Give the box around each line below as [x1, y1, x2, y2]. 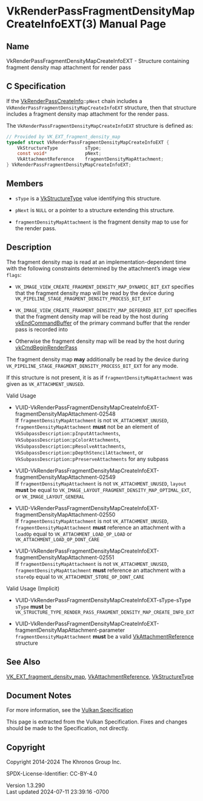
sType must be [15, 603, 52, 610]
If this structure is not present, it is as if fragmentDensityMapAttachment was [6, 374, 193, 381]
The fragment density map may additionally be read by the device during [6, 356, 189, 363]
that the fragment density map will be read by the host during [15, 313, 168, 320]
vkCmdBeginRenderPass [15, 344, 78, 351]
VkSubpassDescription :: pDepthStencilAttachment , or [15, 448, 144, 456]
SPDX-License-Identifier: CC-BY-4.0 [6, 770, 98, 777]
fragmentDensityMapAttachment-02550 [15, 511, 116, 518]
